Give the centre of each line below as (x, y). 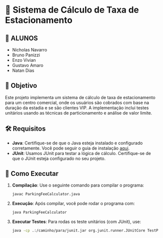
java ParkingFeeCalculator (39, 212)
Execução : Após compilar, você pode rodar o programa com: (73, 204)
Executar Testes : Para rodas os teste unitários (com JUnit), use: (76, 222)
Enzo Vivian (24, 60)
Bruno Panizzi (26, 55)
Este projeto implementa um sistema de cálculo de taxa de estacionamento (80, 97)
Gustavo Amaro (28, 65)
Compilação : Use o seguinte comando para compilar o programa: (78, 185)
